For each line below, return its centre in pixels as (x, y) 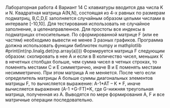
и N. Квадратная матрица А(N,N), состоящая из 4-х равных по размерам (85, 13)
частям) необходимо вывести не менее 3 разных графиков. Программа (84, 40)
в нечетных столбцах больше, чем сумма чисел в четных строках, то (81, 62)
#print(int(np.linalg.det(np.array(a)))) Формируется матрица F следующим (85, 51)
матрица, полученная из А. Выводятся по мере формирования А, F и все (85, 94)
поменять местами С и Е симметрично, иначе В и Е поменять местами (83, 67)
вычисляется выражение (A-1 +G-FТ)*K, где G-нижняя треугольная (80, 89)
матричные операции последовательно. (49, 100)
